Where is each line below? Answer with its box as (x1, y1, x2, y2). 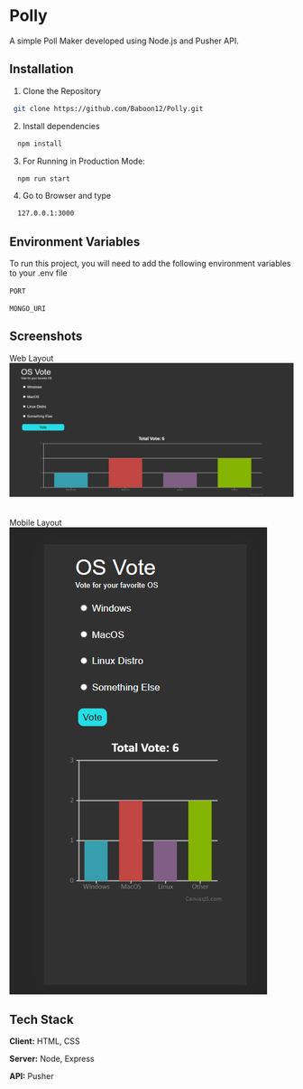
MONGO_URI (9, 305, 47, 314)
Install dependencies (22, 120, 101, 131)
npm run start (17, 174, 70, 183)
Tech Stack (9, 1012, 74, 1027)
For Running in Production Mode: (22, 155, 146, 166)
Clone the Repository (22, 85, 102, 96)
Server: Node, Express (9, 1054, 95, 1065)
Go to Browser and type (22, 191, 112, 202)
